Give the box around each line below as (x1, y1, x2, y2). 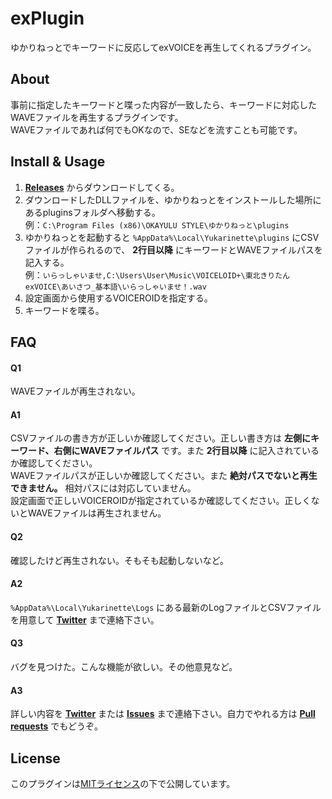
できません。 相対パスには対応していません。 (10, 482, 197, 494)
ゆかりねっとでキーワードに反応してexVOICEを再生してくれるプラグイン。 (10, 41, 317, 53)
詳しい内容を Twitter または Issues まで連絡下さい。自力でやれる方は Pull (10, 708, 316, 720)
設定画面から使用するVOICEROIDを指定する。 (24, 292, 213, 304)
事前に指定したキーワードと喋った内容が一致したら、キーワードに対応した (10, 98, 317, 111)
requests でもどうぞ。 (10, 720, 103, 732)
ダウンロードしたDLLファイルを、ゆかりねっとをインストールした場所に (24, 193, 322, 206)
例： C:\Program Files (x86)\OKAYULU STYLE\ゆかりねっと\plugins (24, 218, 290, 231)
